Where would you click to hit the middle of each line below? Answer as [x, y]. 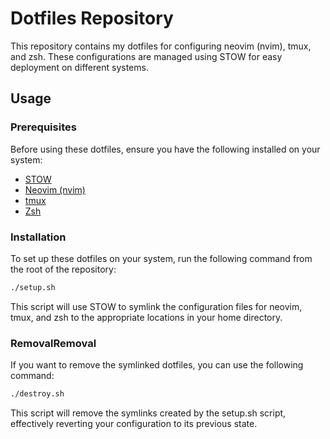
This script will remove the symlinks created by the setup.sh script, [148, 413]
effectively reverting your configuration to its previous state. [134, 423]
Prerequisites [43, 127]
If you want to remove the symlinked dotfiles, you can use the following [157, 365]
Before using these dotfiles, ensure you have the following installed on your [165, 149]
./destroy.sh [37, 394]
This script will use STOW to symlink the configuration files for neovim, [156, 306]
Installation [38, 237]
